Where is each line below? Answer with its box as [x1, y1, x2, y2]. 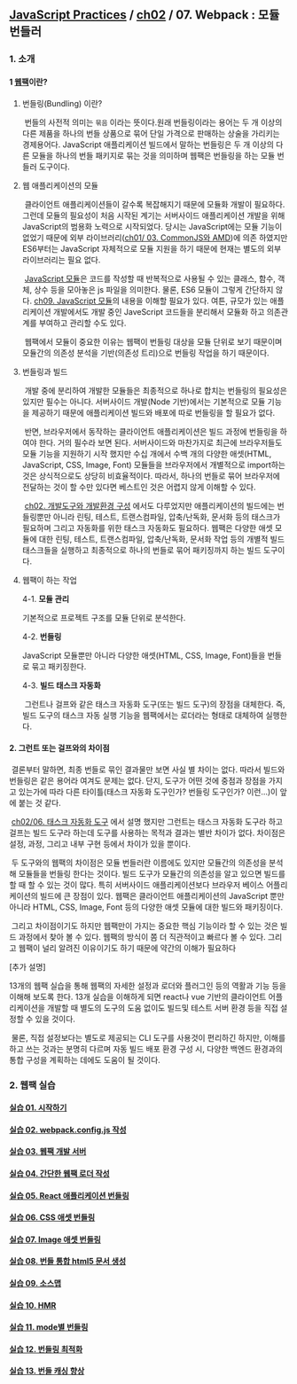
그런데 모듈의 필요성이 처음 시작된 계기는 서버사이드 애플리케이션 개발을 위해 [21, 210, 285, 221]
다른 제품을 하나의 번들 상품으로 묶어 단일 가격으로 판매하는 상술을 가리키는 [21, 128, 281, 138]
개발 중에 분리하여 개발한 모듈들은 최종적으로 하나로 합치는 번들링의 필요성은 [24, 385, 288, 395]
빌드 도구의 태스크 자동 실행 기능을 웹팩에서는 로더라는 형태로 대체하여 [21, 709, 264, 720]
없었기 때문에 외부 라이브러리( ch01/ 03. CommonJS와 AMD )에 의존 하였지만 [21, 232, 288, 243]
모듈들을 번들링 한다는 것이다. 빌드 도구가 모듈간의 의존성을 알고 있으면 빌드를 [18, 868, 286, 879]
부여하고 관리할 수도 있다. [38, 317, 127, 328]
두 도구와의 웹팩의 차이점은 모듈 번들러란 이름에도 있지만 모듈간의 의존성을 [11, 857, 268, 868]
